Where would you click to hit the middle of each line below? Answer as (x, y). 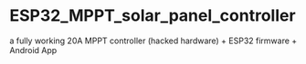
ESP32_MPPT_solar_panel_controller (153, 16)
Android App (33, 50)
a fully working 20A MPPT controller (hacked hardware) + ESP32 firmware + (153, 41)
